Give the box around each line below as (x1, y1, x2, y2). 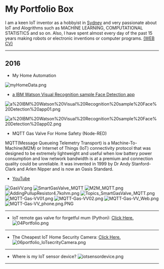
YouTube (12, 175, 30, 181)
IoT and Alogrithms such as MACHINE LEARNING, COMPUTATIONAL (5, 25, 143, 30)
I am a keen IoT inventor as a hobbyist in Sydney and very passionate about (5, 20, 157, 26)
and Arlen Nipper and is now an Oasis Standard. (17, 166, 114, 172)
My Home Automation (12, 72, 57, 78)
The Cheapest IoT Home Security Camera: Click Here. (12, 234, 121, 240)
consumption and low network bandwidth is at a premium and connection (5, 156, 153, 161)
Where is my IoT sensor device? (12, 253, 77, 259)
